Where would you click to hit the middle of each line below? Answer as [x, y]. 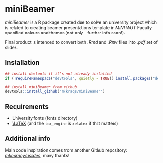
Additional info [28, 139]
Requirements [27, 106]
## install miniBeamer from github [41, 87]
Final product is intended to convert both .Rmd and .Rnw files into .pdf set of [81, 42]
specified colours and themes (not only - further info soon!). [65, 33]
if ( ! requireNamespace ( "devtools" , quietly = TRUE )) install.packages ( [79, 78]
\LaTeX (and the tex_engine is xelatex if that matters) [65, 123]
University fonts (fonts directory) [45, 118]
